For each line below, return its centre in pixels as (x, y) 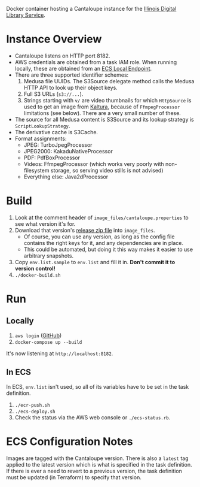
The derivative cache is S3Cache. (56, 132)
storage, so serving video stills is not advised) (107, 170)
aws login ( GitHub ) (38, 335)
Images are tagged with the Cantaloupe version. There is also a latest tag (98, 458)
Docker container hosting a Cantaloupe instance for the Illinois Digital (91, 9)
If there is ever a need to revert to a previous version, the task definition (94, 471)
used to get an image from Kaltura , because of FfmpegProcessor (102, 107)
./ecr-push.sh (32, 405)
